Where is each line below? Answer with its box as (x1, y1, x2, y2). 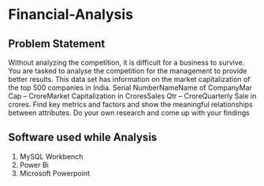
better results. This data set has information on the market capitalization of (8, 75, 251, 84)
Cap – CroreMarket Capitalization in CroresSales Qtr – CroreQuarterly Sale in (8, 91, 257, 100)
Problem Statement (8, 37, 106, 50)
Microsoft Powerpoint (19, 168, 91, 178)
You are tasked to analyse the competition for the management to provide (8, 66, 247, 76)
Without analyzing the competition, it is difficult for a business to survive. (8, 58, 245, 67)
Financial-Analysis (8, 6, 134, 24)
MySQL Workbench (19, 151, 84, 161)
